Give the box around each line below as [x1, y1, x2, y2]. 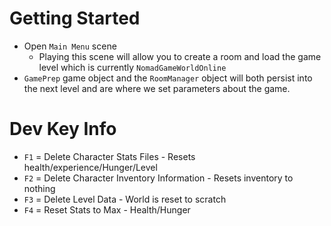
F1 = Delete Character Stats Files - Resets [23, 150, 196, 162]
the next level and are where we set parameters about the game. [23, 82, 291, 94]
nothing [23, 182, 56, 194]
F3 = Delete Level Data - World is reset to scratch [23, 193, 227, 205]
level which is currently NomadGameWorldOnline [38, 61, 227, 73]
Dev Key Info [9, 118, 117, 141]
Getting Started [9, 7, 141, 30]
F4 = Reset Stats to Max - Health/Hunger [23, 203, 191, 216]
